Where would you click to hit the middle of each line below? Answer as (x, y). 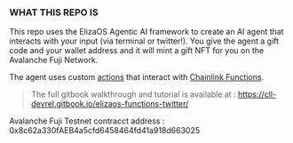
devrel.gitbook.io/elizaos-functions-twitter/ (110, 104)
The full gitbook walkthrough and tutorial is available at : (134, 94)
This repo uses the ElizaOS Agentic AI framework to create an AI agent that (146, 32)
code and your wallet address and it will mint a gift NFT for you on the (137, 51)
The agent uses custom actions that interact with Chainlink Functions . (137, 77)
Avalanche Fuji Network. (54, 60)
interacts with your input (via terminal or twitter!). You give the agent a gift (144, 41)
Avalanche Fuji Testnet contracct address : (87, 121)
